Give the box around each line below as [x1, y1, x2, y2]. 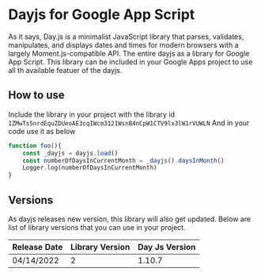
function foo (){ [8, 141, 62, 150]
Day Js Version [137, 241, 196, 252]
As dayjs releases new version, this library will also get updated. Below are [8, 214, 252, 224]
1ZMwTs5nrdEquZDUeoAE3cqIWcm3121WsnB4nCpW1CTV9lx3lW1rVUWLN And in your [8, 117, 250, 128]
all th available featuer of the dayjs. [8, 65, 123, 75]
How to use [8, 89, 65, 102]
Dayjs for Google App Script [8, 6, 195, 24]
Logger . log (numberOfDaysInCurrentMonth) [22, 164, 157, 172]
